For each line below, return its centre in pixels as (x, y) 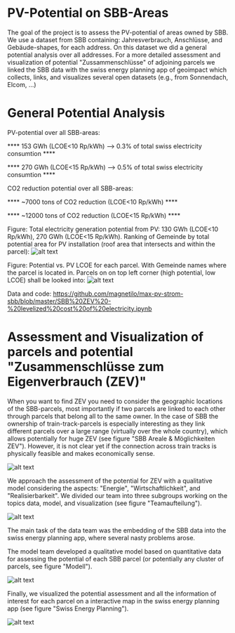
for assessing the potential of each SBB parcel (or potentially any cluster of (116, 559)
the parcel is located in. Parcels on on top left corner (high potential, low (112, 273)
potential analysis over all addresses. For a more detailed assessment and (114, 55)
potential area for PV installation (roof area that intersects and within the (111, 244)
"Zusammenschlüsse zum (86, 367)
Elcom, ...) (22, 84)
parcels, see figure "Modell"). (50, 566)
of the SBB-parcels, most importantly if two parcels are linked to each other (116, 408)
